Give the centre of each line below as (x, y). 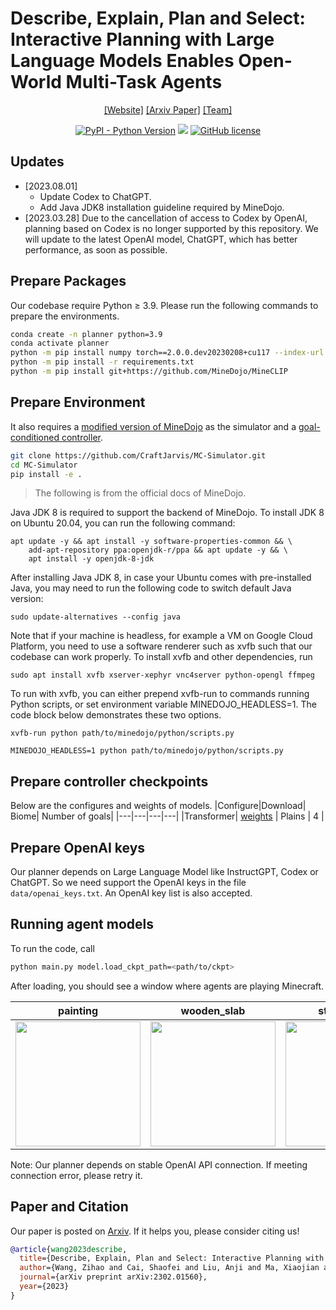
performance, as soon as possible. (96, 249)
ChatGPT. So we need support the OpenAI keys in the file (128, 882)
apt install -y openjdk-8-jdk (91, 559)
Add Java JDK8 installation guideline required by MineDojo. (162, 207)
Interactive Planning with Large (142, 39)
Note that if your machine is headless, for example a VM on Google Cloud (161, 636)
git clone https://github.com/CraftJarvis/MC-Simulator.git (138, 455)
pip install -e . (46, 474)
